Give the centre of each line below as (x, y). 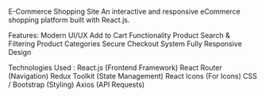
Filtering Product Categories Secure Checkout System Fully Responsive (125, 44)
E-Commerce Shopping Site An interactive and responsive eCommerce (124, 12)
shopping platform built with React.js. (69, 20)
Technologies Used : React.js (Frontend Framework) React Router (115, 68)
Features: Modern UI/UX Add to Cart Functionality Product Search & (119, 35)
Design (20, 52)
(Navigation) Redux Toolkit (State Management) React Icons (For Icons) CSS (133, 76)
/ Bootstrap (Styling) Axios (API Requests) (77, 84)
